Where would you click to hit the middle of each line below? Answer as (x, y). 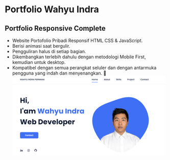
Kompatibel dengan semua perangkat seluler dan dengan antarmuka (84, 68)
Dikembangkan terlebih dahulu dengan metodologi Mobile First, (79, 57)
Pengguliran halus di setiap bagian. (49, 51)
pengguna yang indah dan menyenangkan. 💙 (59, 73)
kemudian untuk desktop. (39, 62)
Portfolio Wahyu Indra (52, 9)
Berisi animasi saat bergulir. (41, 46)
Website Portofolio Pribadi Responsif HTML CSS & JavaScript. (77, 40)
